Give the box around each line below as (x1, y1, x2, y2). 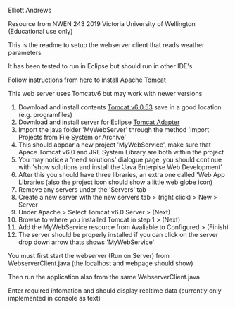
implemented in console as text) (8, 294, 101, 302)
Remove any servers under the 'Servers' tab (18, 186, 146, 193)
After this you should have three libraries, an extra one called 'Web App (18, 171, 226, 178)
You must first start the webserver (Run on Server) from (8, 252, 170, 260)
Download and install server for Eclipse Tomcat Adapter (18, 118, 180, 126)
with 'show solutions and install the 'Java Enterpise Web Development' (18, 163, 222, 171)
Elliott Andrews (8, 6, 52, 14)
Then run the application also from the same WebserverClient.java (8, 273, 200, 281)
